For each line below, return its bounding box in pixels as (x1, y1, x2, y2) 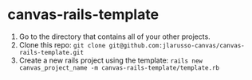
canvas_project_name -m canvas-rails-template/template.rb (18, 63, 220, 72)
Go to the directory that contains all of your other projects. (18, 32, 211, 41)
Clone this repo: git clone (18, 40, 106, 49)
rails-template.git (18, 48, 85, 56)
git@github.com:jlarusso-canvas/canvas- (108, 41, 245, 49)
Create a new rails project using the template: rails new (18, 55, 203, 65)
